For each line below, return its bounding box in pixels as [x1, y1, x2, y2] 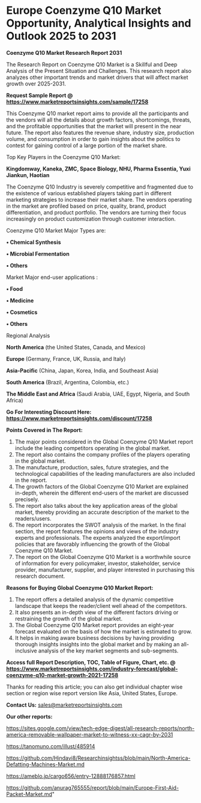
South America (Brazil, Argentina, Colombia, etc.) [6, 378, 130, 386]
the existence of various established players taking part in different [6, 189, 172, 196]
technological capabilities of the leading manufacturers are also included [14, 470, 195, 477]
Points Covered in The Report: [6, 426, 83, 434]
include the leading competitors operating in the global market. [14, 444, 171, 452]
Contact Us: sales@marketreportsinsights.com [6, 701, 123, 708]
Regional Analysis [6, 332, 50, 339]
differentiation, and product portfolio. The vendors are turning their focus [6, 208, 187, 216]
